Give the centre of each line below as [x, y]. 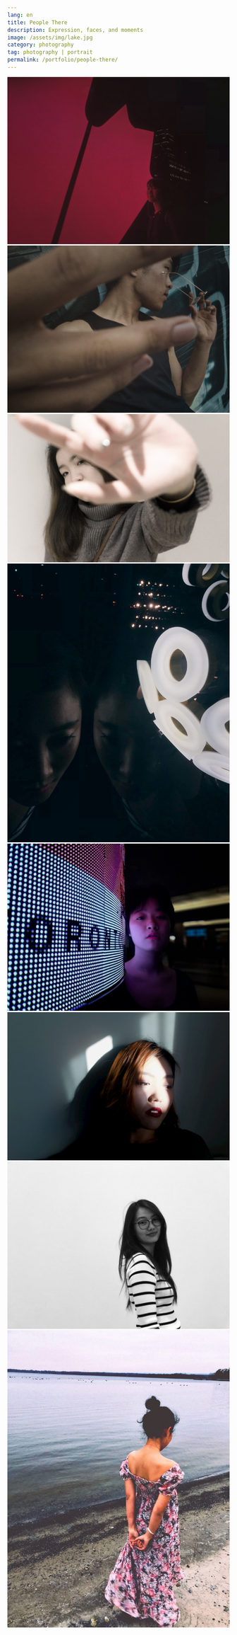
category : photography [41, 45]
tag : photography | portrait [50, 52]
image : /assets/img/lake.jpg [50, 38]
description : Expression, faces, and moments [75, 30]
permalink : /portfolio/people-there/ [63, 60]
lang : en [20, 15]
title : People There [38, 22]
